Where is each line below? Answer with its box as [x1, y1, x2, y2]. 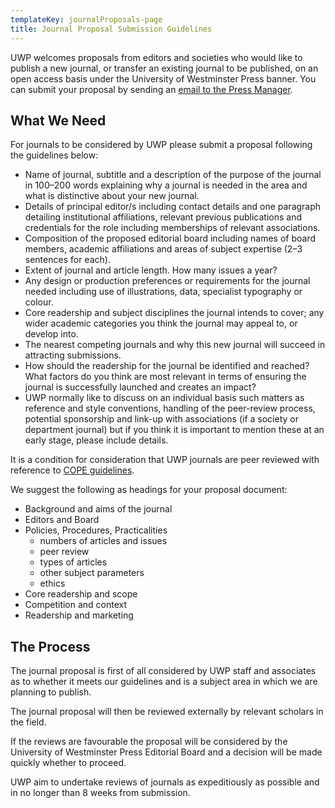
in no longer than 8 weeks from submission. [10, 787, 191, 799]
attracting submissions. [24, 349, 122, 361]
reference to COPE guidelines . [10, 464, 135, 476]
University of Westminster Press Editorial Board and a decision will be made [10, 746, 323, 758]
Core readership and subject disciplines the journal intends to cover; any [24, 307, 325, 319]
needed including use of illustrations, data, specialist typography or [24, 286, 303, 298]
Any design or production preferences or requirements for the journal [24, 275, 311, 287]
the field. [10, 716, 47, 728]
